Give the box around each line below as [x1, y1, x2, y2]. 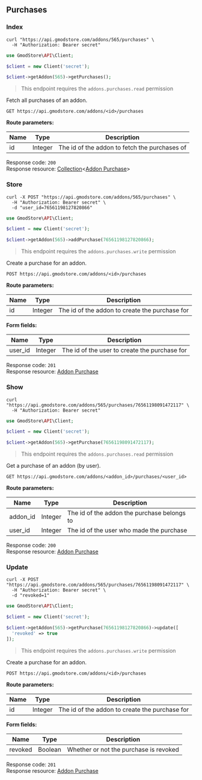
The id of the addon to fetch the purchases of [58, 143, 187, 152]
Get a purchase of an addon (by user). [6, 462, 101, 470]
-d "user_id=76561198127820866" [11, 204, 93, 210]
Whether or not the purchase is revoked [67, 745, 179, 753]
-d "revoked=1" [11, 593, 50, 599]
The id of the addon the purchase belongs [67, 509, 186, 517]
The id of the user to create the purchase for [62, 346, 188, 354]
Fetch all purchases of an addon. [6, 96, 88, 104]
